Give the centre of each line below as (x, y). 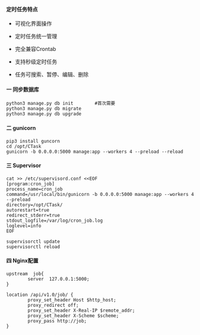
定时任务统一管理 (36, 37)
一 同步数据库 (23, 89)
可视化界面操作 (33, 23)
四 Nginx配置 (22, 261)
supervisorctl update (33, 242)
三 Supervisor (24, 165)
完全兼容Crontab (35, 49)
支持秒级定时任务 (36, 62)
